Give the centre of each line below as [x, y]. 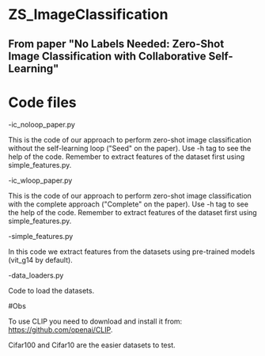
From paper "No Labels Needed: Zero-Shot [116, 44]
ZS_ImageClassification [88, 15]
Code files [42, 102]
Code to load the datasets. [51, 290]
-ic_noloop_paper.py [42, 124]
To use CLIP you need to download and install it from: [95, 321]
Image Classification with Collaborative [107, 56]
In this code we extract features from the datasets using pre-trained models [132, 252]
